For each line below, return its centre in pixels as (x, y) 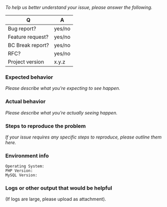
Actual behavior (26, 102)
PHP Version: (19, 171)
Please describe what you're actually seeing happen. (61, 112)
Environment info (27, 155)
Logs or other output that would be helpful (59, 188)
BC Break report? (29, 45)
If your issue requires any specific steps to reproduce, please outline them (83, 137)
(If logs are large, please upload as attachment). (56, 199)
